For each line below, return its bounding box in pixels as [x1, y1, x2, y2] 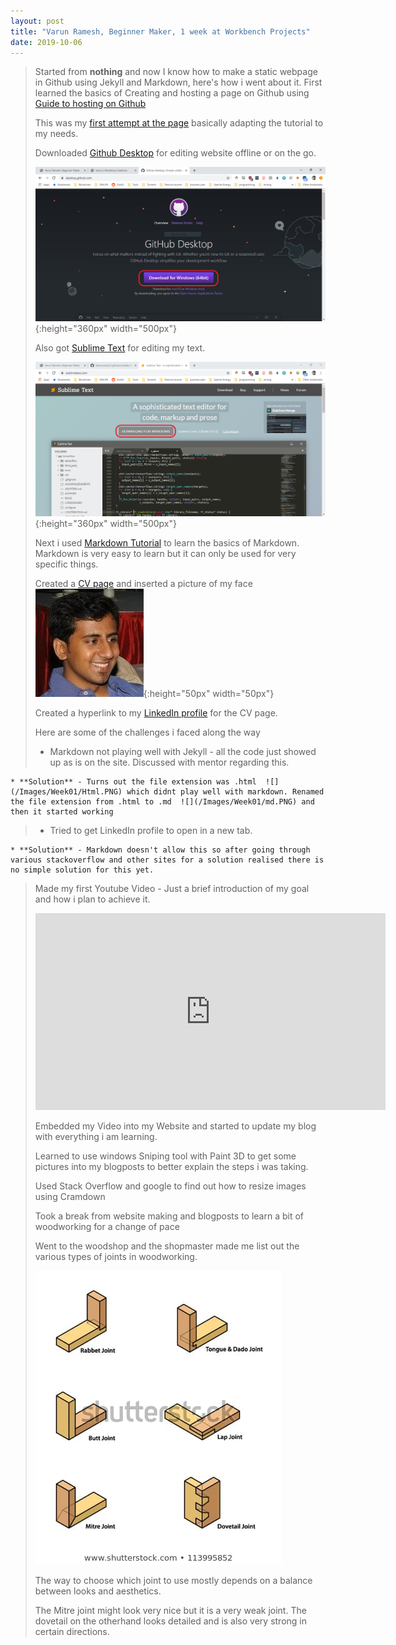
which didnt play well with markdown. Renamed [126, 787, 325, 797]
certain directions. [34, 1626, 110, 1638]
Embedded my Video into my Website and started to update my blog [34, 1120, 317, 1132]
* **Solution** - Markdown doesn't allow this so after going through [10, 845, 311, 855]
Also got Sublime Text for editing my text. [34, 342, 206, 354]
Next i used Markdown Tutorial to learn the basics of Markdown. [34, 537, 300, 549]
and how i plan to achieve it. [34, 893, 151, 905]
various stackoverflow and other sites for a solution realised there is [10, 855, 325, 865]
